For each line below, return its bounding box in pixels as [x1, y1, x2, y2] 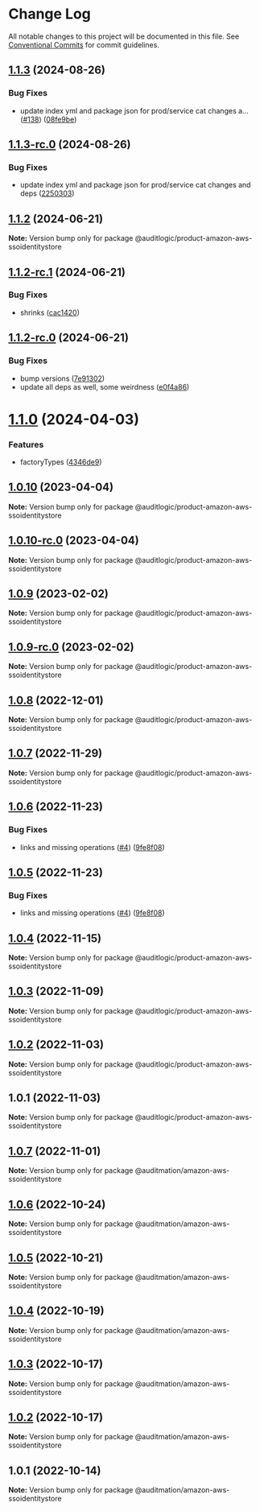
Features [8, 439, 44, 450]
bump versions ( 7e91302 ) [19, 374, 105, 383]
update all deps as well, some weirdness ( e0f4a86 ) [19, 382, 190, 391]
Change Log [8, 5, 91, 23]
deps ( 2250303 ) [19, 188, 75, 198]
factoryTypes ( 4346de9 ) [19, 456, 102, 467]
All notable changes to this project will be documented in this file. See [8, 31, 240, 41]
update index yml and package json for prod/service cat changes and [19, 180, 251, 190]
